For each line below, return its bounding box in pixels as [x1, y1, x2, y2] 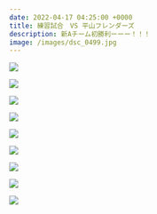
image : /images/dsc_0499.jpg [9, 37, 117, 47]
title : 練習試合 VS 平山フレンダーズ [9, 21, 135, 30]
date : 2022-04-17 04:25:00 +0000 [9, 12, 133, 22]
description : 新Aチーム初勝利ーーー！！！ [9, 29, 151, 38]
